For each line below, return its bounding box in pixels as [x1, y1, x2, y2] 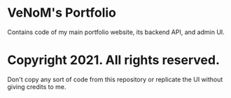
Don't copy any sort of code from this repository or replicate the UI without [7, 75, 223, 83]
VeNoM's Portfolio [7, 5, 117, 21]
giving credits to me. [7, 82, 66, 91]
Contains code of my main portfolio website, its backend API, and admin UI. [7, 28, 225, 36]
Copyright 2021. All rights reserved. [7, 52, 220, 68]
